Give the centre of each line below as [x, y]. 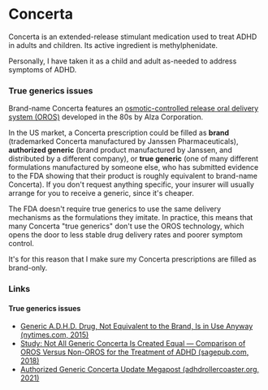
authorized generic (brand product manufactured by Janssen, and [121, 150]
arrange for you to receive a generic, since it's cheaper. [102, 193]
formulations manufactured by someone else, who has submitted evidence [134, 167]
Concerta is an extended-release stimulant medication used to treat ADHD [133, 37]
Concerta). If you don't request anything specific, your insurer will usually [131, 184]
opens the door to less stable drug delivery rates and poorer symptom [126, 235]
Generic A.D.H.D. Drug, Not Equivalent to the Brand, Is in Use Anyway [136, 327]
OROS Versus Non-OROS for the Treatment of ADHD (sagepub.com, [134, 352]
